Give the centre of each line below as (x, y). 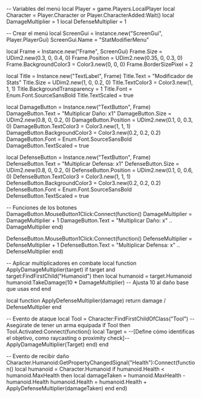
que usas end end (29, 289)
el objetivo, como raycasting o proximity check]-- (68, 338)
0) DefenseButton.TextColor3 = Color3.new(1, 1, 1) (69, 177)
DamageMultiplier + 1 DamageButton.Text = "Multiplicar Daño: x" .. (89, 220)
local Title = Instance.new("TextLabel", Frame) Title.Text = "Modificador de (100, 76)
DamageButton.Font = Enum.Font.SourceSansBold (69, 139)
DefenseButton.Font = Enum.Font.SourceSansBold (69, 189)
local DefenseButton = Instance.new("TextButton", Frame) (79, 157)
